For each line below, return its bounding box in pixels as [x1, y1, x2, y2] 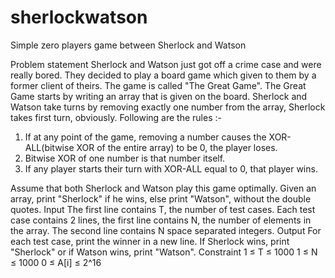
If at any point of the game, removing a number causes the [24, 131, 267, 143]
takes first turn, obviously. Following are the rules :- [10, 111, 222, 123]
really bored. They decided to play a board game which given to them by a [10, 69, 317, 81]
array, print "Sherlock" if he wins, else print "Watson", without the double [10, 192, 312, 205]
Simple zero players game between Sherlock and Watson [10, 39, 247, 51]
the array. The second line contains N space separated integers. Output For [10, 224, 322, 236]
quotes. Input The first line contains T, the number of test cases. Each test [10, 203, 316, 215]
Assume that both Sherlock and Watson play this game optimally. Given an [10, 182, 317, 194]
